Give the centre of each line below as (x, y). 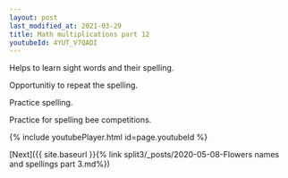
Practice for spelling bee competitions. (80, 120)
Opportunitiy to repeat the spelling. (74, 85)
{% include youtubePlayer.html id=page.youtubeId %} (109, 137)
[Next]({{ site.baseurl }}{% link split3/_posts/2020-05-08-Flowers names (144, 155)
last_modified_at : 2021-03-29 (66, 26)
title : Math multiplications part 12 (80, 34)
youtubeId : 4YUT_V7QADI (54, 42)
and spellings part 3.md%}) (59, 164)
